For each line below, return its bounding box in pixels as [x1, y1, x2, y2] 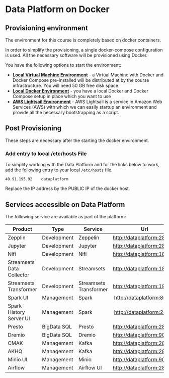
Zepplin [8, 234, 26, 241]
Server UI [8, 315, 30, 322]
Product [12, 225, 33, 232]
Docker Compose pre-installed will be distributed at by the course [12, 77, 149, 83]
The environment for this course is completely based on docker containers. [5, 37, 161, 43]
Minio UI [8, 356, 28, 363]
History [8, 308, 25, 315]
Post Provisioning [5, 124, 62, 132]
